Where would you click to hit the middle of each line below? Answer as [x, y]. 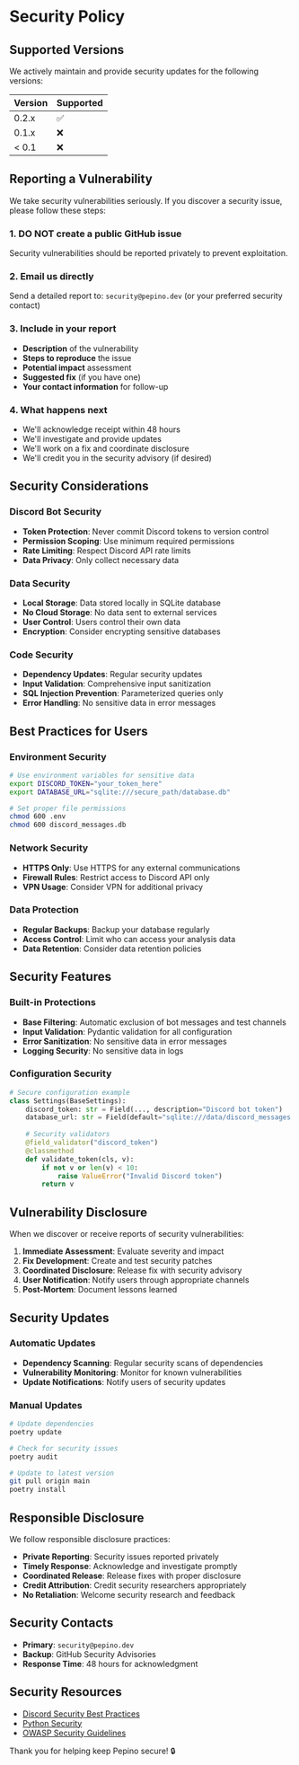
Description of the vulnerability [80, 349]
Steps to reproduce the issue [77, 357]
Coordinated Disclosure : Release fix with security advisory [132, 1271]
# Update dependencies [52, 1424]
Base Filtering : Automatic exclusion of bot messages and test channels [154, 1022]
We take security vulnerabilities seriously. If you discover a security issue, [146, 200]
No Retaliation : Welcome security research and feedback [129, 1595]
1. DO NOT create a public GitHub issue [96, 234]
